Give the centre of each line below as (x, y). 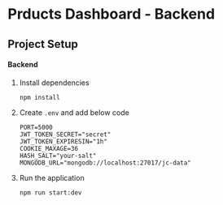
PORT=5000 (36, 127)
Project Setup (43, 44)
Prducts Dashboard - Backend (111, 14)
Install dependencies (55, 83)
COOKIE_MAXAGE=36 (49, 148)
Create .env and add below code (74, 112)
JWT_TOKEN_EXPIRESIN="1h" (63, 141)
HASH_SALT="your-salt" (58, 156)
